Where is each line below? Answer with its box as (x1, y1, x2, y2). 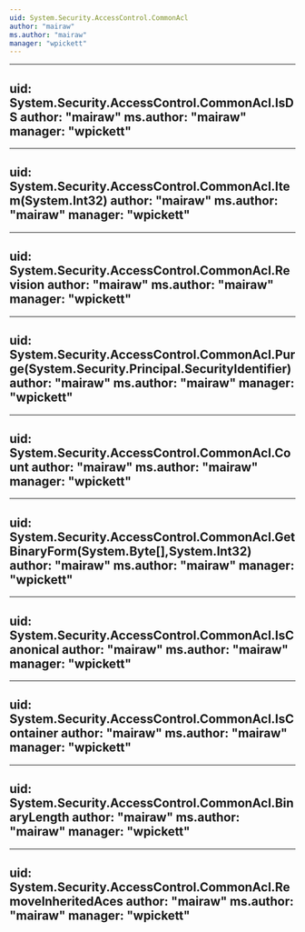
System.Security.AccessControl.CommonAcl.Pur (9, 347, 296, 363)
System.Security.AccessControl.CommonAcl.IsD (9, 95, 294, 110)
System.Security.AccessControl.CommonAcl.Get (9, 529, 296, 545)
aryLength (9, 810, 70, 826)
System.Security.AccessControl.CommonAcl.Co (9, 445, 291, 460)
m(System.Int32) (9, 193, 108, 209)
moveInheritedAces (9, 893, 124, 909)
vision (9, 277, 45, 293)
